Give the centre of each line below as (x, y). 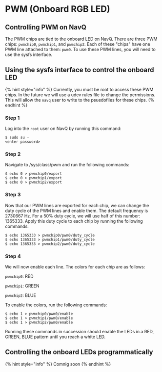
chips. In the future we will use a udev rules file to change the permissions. (80, 95)
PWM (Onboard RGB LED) (58, 9)
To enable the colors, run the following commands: (56, 305)
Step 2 (13, 154)
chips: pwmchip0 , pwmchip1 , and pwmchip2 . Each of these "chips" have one (78, 44)
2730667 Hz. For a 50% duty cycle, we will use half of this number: (73, 216)
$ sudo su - (17, 138)
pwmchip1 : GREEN (22, 286)
